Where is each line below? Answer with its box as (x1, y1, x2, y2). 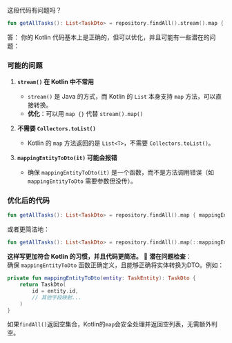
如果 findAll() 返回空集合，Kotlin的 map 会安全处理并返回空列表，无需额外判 (7, 320, 217, 329)
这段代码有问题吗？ (7, 6, 62, 14)
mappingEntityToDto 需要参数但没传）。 (27, 177, 137, 185)
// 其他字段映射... (32, 294, 81, 301)
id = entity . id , (32, 287, 79, 295)
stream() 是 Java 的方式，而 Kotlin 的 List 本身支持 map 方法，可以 (27, 92, 216, 101)
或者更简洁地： (7, 225, 50, 233)
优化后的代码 (7, 196, 50, 206)
